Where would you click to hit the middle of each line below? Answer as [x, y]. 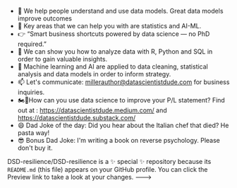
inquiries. [31, 92]
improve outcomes [45, 18]
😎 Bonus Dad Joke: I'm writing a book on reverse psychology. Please [119, 140]
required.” [32, 44]
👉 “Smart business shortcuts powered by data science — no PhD [114, 34]
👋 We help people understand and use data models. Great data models [120, 11]
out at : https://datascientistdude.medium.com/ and [92, 110]
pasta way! [34, 133]
